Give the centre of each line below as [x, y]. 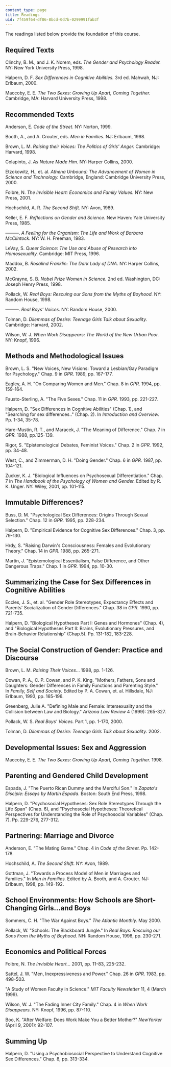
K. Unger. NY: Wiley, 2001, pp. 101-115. [45, 486]
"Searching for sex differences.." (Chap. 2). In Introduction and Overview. [82, 414]
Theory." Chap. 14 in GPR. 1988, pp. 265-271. [53, 551]
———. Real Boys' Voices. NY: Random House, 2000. [61, 309]
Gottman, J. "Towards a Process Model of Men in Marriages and [73, 873]
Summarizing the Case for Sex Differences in [78, 582]
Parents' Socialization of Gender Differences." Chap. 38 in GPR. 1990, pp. [82, 608]
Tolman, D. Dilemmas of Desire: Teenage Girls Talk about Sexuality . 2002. [83, 731]
